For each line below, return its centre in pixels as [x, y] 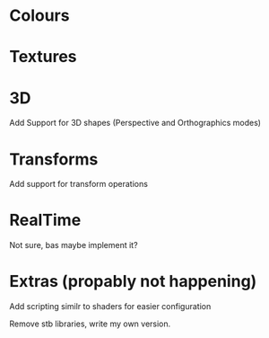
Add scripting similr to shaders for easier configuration [110, 307]
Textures [43, 57]
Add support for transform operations [78, 184]
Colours [39, 16]
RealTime [45, 220]
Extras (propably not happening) [133, 282]
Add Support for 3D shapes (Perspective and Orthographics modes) [135, 123]
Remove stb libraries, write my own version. [90, 324]
